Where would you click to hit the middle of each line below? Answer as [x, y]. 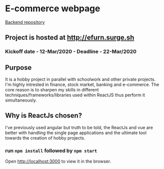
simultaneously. [21, 100]
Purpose [18, 68]
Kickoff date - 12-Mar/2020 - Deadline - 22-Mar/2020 [71, 52]
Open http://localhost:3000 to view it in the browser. [58, 161]
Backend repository [25, 22]
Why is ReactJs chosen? [44, 116]
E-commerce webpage [53, 9]
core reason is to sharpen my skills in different [52, 90]
